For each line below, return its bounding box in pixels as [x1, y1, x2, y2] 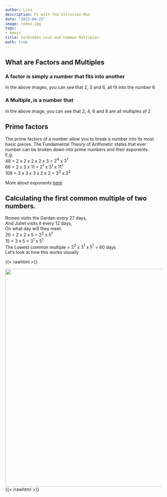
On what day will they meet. [5, 226, 62, 232]
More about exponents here [5, 180, 62, 186]
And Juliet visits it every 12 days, [5, 220, 72, 227]
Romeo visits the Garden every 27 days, [5, 215, 87, 221]
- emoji [5, 30, 21, 35]
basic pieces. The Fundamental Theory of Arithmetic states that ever [5, 141, 146, 147]
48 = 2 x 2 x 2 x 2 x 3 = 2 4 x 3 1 [5, 157, 68, 164]
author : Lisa [5, 7, 32, 12]
